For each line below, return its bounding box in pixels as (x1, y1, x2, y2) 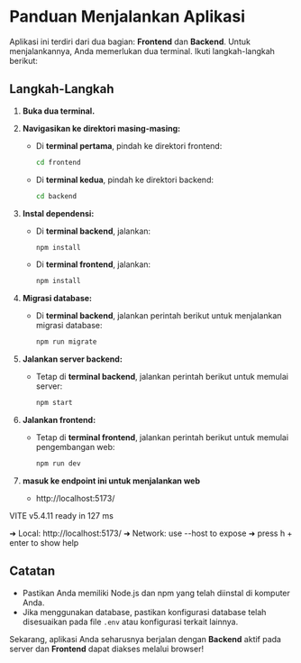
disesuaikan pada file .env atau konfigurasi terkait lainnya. (22, 616, 239, 627)
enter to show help (9, 537, 79, 548)
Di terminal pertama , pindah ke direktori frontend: (35, 140, 223, 151)
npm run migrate (35, 337, 97, 346)
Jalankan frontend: (22, 415, 96, 425)
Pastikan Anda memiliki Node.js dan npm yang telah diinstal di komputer (22, 587, 291, 598)
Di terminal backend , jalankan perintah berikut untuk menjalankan (35, 310, 282, 321)
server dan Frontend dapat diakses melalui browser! (9, 643, 205, 654)
